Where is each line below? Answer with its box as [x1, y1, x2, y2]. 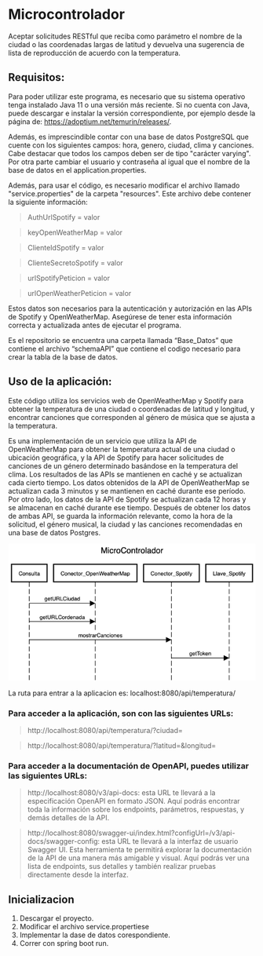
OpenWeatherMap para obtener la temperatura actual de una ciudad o [8, 444, 236, 454]
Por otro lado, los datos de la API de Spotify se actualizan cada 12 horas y [8, 494, 247, 504]
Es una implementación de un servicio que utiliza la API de [8, 436, 197, 445]
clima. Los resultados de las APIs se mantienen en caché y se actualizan [8, 469, 243, 479]
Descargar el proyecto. [19, 914, 94, 923]
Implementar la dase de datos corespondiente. [19, 930, 170, 940]
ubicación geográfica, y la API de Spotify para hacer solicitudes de [8, 453, 225, 462]
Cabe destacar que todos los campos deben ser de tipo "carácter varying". [8, 148, 251, 158]
